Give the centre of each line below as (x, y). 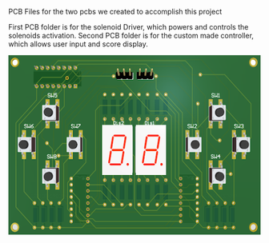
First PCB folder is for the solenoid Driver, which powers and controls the (128, 27)
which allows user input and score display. (78, 44)
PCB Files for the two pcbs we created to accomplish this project (115, 12)
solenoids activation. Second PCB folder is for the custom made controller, (131, 36)
